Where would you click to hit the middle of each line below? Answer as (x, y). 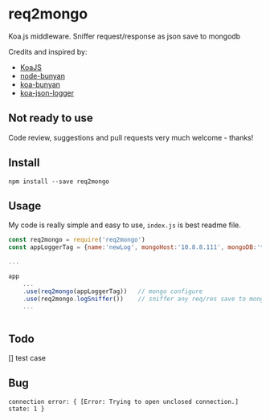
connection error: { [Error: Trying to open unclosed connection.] (124, 402)
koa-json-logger (47, 92)
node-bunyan (43, 75)
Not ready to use (51, 118)
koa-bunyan (40, 84)
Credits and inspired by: (48, 51)
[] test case (27, 358)
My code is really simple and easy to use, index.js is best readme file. (125, 225)
